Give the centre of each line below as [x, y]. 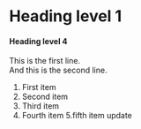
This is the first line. [45, 61]
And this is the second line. [58, 70]
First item [39, 87]
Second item [45, 97]
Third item [41, 106]
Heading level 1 [66, 16]
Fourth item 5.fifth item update [77, 116]
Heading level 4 [38, 41]
